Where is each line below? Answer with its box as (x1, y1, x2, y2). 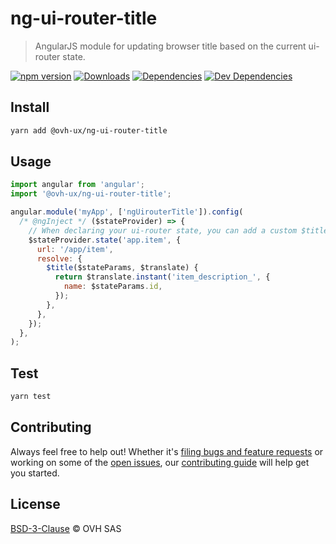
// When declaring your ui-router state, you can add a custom (28, 225, 298, 236)
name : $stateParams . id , (63, 282, 163, 292)
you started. (10, 467, 60, 479)
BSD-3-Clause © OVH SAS (10, 522, 122, 534)
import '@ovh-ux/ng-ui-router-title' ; (10, 189, 172, 199)
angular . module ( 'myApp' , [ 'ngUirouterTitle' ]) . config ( (10, 207, 244, 217)
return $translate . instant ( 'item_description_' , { (54, 272, 271, 282)
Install (10, 99, 50, 116)
